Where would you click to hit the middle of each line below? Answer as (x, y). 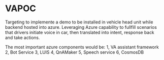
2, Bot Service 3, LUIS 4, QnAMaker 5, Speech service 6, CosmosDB (75, 52)
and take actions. (23, 38)
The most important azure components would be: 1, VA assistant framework (82, 47)
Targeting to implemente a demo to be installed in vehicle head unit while (79, 22)
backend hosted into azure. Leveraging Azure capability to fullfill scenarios (81, 27)
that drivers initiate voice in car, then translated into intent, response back (80, 32)
